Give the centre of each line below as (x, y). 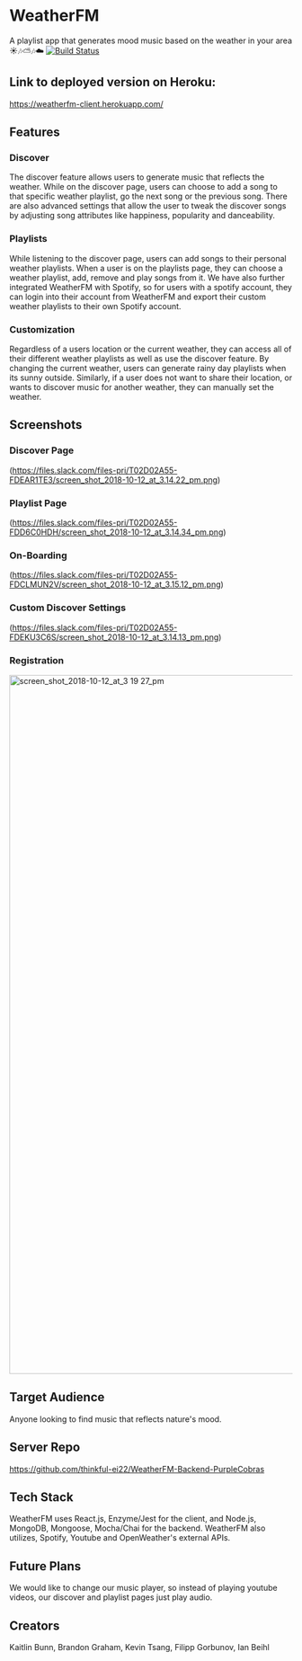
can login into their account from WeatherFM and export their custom (138, 297)
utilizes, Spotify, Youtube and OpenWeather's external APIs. (120, 1538)
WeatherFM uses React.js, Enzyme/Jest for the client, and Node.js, (133, 1519)
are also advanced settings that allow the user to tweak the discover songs (148, 206)
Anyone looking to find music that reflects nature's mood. (115, 1419)
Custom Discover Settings (68, 608)
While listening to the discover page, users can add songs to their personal (148, 258)
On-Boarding (38, 555)
